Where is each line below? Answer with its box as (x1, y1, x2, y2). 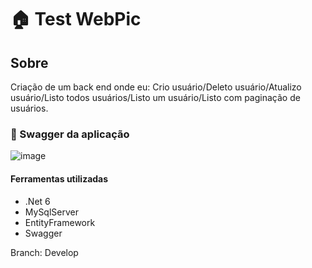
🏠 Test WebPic (10, 8, 142, 31)
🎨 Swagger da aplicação (10, 127, 130, 141)
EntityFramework (24, 216, 96, 228)
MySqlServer (24, 206, 79, 218)
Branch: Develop (10, 246, 79, 258)
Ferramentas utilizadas (10, 172, 109, 185)
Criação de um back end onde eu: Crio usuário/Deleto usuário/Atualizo (10, 81, 302, 93)
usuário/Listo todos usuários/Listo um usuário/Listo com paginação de (10, 92, 301, 103)
